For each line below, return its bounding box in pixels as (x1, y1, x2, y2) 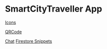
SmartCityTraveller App (5, 3, 103, 15)
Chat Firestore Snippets (5, 38, 52, 44)
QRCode (5, 29, 22, 34)
